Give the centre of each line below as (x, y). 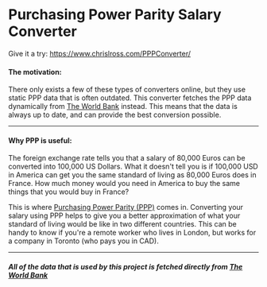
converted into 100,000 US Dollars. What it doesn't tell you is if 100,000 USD (133, 167)
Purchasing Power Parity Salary (115, 15)
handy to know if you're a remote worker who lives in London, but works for (132, 233)
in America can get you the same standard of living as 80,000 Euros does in (132, 175)
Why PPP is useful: (40, 140)
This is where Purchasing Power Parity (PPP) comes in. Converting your (126, 207)
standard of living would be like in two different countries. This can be (122, 224)
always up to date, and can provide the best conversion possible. (115, 115)
